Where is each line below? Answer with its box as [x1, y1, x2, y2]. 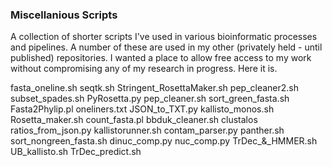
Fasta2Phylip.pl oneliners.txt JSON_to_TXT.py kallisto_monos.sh [10, 103, 275, 115]
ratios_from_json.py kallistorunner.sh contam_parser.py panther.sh [10, 124, 285, 137]
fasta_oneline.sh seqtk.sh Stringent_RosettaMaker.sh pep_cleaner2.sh [10, 82, 300, 94]
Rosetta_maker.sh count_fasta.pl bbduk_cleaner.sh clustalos [10, 114, 258, 126]
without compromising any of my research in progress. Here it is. [10, 63, 278, 75]
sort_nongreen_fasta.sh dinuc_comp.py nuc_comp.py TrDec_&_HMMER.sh [10, 135, 318, 147]
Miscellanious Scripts [10, 8, 118, 22]
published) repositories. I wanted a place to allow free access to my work [10, 52, 312, 64]
